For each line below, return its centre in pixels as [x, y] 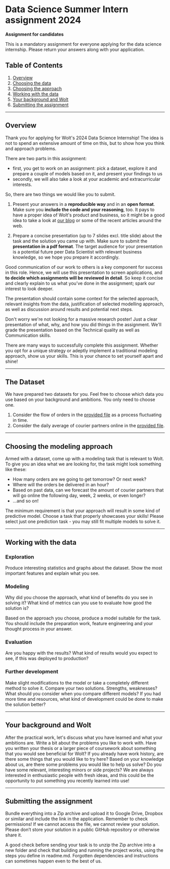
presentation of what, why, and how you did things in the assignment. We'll [83, 324]
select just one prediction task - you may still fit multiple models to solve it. [83, 521]
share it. [14, 835]
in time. [20, 420]
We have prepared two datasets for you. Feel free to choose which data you [84, 394]
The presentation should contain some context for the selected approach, [82, 298]
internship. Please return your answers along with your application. [75, 49]
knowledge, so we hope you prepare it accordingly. [66, 257]
